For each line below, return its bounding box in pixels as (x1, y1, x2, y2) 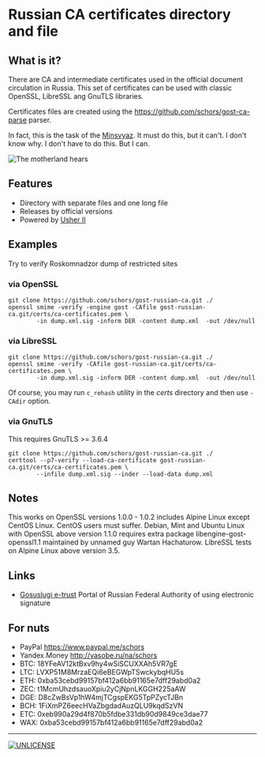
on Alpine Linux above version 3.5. (8, 546, 121, 556)
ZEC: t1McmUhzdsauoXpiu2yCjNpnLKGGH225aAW (19, 684, 186, 693)
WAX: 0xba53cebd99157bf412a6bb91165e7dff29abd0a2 (19, 717, 203, 727)
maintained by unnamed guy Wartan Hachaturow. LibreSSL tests (42, 537, 252, 547)
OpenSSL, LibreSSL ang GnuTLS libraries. (8, 92, 144, 100)
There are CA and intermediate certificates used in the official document (8, 75, 244, 84)
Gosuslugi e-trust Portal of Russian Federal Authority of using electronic (19, 590, 255, 600)
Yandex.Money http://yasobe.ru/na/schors (19, 650, 158, 660)
